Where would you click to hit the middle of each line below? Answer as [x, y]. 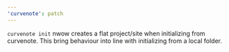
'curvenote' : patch [35, 14]
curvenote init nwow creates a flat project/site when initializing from [107, 33]
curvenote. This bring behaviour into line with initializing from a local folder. [115, 41]
